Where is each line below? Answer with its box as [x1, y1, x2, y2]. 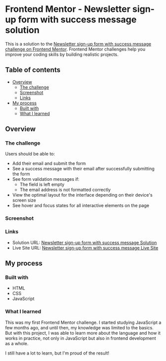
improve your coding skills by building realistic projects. [5, 51, 119, 57]
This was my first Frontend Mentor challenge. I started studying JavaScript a [5, 319, 162, 325]
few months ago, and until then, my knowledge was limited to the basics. [5, 324, 154, 330]
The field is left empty [19, 182, 64, 188]
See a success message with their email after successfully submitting [12, 166, 155, 172]
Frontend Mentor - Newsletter [5, 3, 131, 15]
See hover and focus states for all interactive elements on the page [12, 203, 150, 208]
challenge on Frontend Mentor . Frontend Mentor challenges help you [5, 46, 145, 52]
